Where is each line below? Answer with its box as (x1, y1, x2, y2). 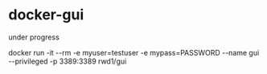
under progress (8, 32, 60, 42)
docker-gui (8, 6, 84, 24)
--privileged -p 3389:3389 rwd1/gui (8, 56, 127, 66)
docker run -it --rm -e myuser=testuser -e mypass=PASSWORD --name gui (8, 47, 260, 57)
